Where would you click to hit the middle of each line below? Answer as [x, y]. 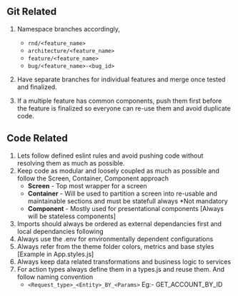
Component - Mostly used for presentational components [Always [126, 208]
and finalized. [37, 87]
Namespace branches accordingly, [69, 29]
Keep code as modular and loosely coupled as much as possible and [118, 170]
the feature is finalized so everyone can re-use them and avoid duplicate [124, 108]
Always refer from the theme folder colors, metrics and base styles [115, 246]
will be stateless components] [71, 216]
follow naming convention [55, 277]
